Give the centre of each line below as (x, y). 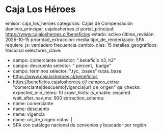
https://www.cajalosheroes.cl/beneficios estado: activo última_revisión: (80, 34)
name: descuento (31, 109)
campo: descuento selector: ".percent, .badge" (62, 65)
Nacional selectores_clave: (33, 50)
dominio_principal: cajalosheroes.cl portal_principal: (60, 28)
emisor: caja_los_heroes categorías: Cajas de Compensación (69, 23)
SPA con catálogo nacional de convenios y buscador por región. (80, 125)
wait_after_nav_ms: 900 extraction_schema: (58, 98)
